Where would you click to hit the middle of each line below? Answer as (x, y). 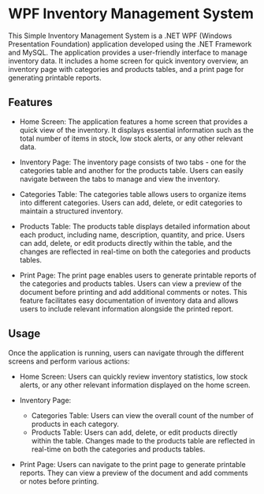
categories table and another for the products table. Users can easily (132, 170)
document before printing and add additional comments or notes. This (133, 292)
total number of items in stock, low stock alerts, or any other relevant (131, 138)
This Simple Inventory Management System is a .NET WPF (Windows (120, 36)
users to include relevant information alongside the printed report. (126, 308)
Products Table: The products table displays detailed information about (135, 226)
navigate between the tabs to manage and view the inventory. (120, 179)
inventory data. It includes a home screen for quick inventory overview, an (128, 61)
